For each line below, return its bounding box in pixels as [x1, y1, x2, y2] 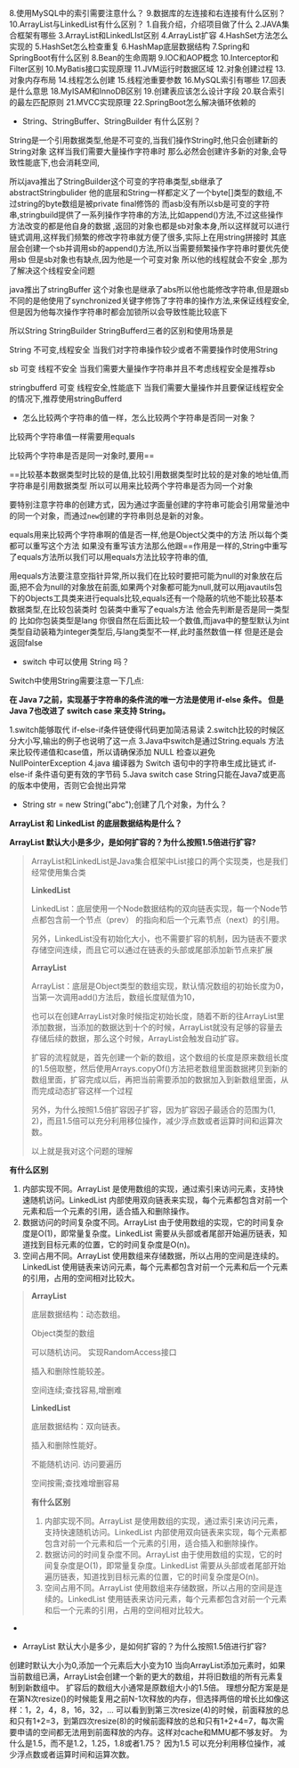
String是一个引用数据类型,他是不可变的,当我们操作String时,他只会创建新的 [9, 135, 279, 145]
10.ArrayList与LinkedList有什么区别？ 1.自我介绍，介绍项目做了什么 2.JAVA [9, 19, 282, 29]
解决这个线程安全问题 [16, 266, 95, 275]
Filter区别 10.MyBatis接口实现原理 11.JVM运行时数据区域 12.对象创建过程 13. [9, 63, 287, 74]
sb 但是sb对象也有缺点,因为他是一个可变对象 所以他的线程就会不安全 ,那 [16, 254, 280, 265]
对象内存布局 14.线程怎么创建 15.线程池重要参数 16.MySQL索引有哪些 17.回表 [9, 75, 287, 85]
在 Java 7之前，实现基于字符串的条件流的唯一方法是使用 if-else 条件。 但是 [9, 695, 285, 704]
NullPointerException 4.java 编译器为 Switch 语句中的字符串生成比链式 [9, 758, 267, 769]
